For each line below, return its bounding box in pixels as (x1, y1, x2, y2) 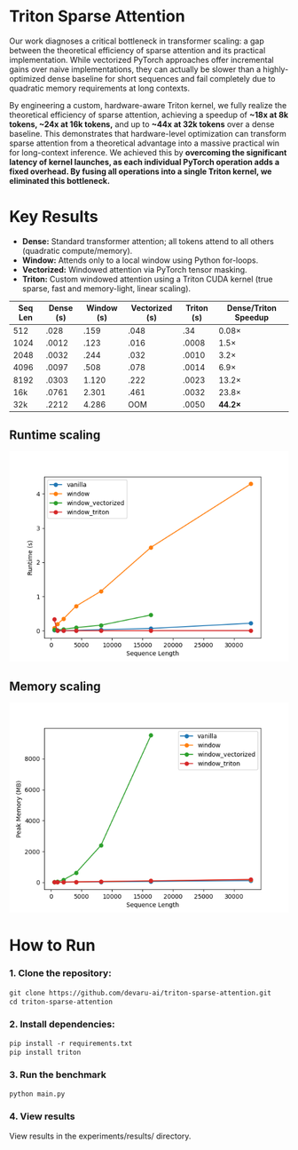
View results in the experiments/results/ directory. (9, 1130, 192, 1141)
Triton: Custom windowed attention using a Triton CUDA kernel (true (21, 274, 273, 284)
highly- (263, 64, 289, 75)
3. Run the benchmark (9, 1068, 106, 1081)
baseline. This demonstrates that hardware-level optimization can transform (9, 128, 286, 139)
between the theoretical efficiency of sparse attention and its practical (9, 44, 266, 55)
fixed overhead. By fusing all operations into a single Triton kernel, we (9, 166, 272, 177)
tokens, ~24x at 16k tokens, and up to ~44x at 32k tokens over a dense (9, 118, 275, 130)
